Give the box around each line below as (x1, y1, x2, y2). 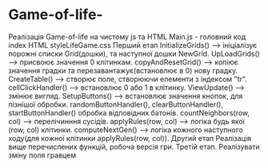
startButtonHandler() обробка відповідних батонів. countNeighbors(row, (8, 107, 250, 117)
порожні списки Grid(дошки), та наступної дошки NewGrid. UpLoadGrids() (8, 49, 260, 58)
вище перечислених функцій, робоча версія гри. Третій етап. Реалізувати (8, 142, 260, 151)
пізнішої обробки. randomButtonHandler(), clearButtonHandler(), (8, 100, 224, 109)
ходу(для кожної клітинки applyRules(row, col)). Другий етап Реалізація (8, 133, 252, 143)
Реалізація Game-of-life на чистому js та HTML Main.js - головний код (8, 32, 246, 41)
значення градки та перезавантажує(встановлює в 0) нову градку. (8, 65, 238, 75)
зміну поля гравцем (8, 150, 77, 160)
